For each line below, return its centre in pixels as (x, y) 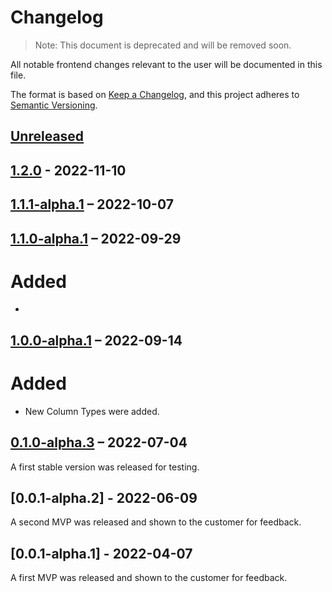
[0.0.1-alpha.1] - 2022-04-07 (101, 553)
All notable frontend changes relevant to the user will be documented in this (166, 64)
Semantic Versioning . (54, 105)
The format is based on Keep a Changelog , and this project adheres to (155, 94)
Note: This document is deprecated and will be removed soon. (163, 45)
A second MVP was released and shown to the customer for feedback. (156, 522)
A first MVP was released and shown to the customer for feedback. (149, 578)
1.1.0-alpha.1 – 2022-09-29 (96, 238)
